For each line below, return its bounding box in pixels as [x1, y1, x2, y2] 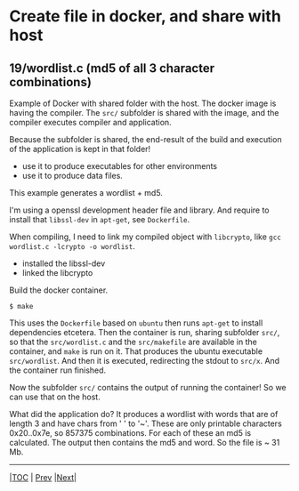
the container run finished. [9, 365, 107, 375]
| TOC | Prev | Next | [9, 472, 77, 482]
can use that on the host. [9, 391, 101, 402]
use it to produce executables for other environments [21, 161, 218, 171]
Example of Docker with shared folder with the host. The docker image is [9, 98, 277, 109]
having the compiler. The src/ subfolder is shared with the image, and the [9, 108, 279, 117]
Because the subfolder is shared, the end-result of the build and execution [9, 134, 282, 144]
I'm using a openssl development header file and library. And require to [9, 205, 270, 215]
